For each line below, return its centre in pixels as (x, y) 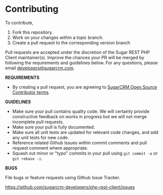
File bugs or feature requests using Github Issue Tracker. (63, 177)
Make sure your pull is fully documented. (53, 127)
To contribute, (19, 23)
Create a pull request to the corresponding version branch (71, 42)
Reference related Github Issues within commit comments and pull (80, 143)
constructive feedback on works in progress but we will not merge (79, 116)
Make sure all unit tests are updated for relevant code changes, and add (85, 132)
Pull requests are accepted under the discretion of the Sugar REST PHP (78, 52)
